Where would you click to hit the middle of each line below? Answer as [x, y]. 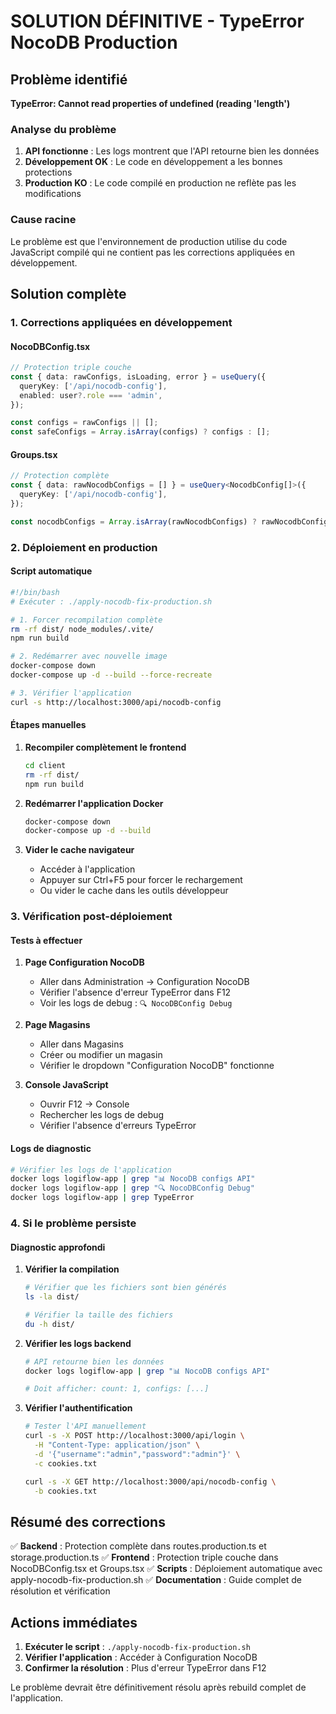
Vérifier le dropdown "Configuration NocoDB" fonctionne [157, 1066]
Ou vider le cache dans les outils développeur [134, 891]
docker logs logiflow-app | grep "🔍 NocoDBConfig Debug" [132, 1188]
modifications [53, 194]
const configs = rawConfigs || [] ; [84, 423]
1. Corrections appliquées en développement [121, 322]
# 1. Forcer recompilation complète [86, 620]
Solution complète [68, 293]
